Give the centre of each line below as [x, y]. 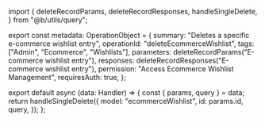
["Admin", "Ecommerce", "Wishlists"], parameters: [90, 52]
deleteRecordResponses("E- [183, 60]
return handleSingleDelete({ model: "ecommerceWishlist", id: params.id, [126, 101]
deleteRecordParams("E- [214, 52]
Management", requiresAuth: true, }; [67, 77]
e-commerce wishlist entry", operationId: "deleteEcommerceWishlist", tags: [131, 44]
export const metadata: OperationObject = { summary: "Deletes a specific [129, 35]
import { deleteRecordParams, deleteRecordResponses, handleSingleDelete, [133, 11]
